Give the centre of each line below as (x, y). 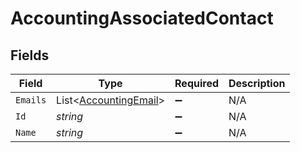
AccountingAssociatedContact (142, 18)
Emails (31, 100)
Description (257, 83)
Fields (30, 55)
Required (197, 83)
